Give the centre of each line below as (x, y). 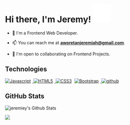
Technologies (26, 69)
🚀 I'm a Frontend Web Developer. (45, 33)
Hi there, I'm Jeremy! (48, 20)
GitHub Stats (25, 96)
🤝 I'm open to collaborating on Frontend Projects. (61, 54)
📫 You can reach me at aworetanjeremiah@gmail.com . (68, 42)
